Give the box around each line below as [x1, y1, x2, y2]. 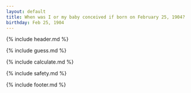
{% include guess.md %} [6, 47, 66, 54]
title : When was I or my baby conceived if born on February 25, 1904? [6, 14, 185, 20]
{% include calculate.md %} [6, 58, 74, 65]
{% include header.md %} [6, 36, 69, 43]
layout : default [6, 8, 46, 15]
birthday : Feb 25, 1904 [6, 19, 65, 25]
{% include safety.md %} [6, 70, 67, 77]
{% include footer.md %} [6, 81, 66, 88]
